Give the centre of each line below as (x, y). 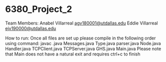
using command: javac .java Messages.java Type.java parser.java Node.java (83, 43)
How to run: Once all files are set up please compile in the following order (81, 38)
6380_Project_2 (39, 9)
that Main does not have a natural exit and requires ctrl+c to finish (73, 54)
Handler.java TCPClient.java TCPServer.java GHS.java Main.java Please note (83, 48)
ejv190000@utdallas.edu (31, 28)
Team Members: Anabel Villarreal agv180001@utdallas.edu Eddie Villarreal (82, 23)
